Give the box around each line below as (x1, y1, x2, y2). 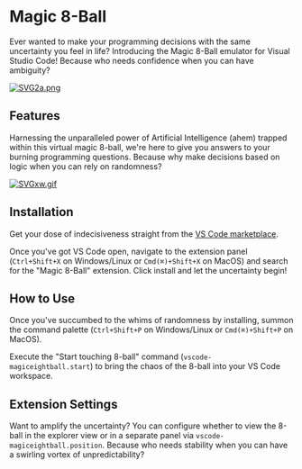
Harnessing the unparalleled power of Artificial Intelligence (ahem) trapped (9, 132, 288, 143)
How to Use (9, 291, 76, 306)
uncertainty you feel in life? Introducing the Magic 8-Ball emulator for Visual (9, 45, 290, 56)
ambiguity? (9, 65, 51, 76)
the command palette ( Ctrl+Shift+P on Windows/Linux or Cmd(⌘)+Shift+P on (9, 324, 294, 335)
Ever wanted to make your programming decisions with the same (9, 36, 251, 47)
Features (9, 108, 60, 123)
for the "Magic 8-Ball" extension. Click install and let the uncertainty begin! (9, 265, 288, 275)
